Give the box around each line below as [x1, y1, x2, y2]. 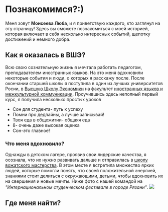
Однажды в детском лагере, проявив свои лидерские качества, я [5, 152, 147, 158]
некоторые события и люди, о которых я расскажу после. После [5, 75, 145, 81]
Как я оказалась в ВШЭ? [5, 51, 86, 59]
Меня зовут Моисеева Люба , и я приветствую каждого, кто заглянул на [5, 20, 160, 26]
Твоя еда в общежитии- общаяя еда [12, 117, 90, 123]
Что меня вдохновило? [5, 140, 65, 147]
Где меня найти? [5, 199, 61, 207]
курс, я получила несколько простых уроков [5, 96, 101, 102]
